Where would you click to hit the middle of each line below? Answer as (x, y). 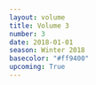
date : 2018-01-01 (41, 42)
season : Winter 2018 (48, 50)
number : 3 (28, 34)
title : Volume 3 (39, 26)
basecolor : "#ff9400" (49, 58)
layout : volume (37, 17)
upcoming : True (37, 67)
